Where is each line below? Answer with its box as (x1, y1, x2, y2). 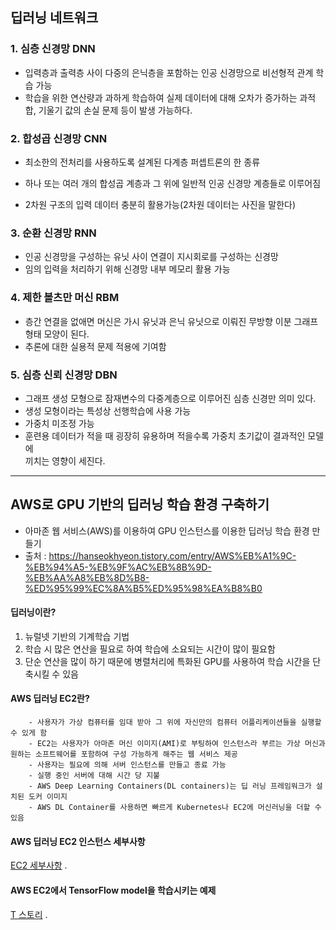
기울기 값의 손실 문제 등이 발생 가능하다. (38, 104, 193, 116)
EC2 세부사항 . (10, 859, 68, 872)
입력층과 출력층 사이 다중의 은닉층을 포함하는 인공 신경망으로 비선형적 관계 (24, 66, 314, 78)
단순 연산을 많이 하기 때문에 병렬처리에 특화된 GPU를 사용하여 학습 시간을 (24, 655, 311, 667)
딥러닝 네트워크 (10, 9, 99, 27)
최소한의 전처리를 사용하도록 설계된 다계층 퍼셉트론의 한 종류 (24, 156, 261, 168)
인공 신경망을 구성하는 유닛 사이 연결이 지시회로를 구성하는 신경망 (24, 251, 279, 263)
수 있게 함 (10, 728, 48, 738)
